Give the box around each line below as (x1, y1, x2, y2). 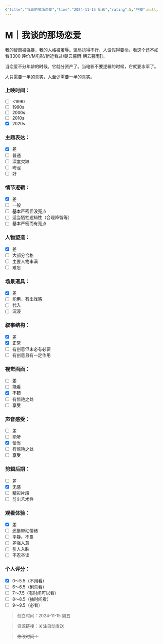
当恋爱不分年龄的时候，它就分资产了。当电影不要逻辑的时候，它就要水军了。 (5, 63, 159, 69)
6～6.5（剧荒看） (12, 584, 47, 590)
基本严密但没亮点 (12, 208, 47, 214)
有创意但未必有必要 (12, 346, 51, 352)
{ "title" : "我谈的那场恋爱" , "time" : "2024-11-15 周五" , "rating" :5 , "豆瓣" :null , (5, 7, 159, 12)
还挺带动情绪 (12, 528, 38, 533)
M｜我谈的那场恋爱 (5, 30, 82, 41)
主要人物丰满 (12, 258, 38, 264)
